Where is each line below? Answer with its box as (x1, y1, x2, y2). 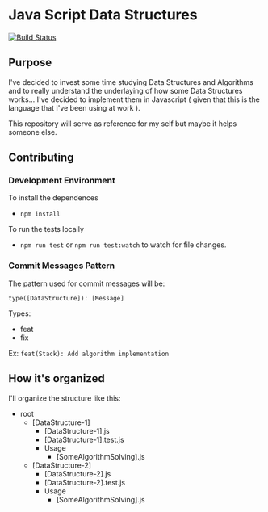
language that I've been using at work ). (8, 103, 141, 112)
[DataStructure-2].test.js (44, 477, 126, 487)
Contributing (8, 151, 74, 165)
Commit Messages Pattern (8, 260, 115, 271)
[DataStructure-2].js (44, 468, 111, 478)
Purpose (8, 56, 52, 69)
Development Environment (8, 175, 115, 187)
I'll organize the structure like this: (8, 393, 121, 403)
